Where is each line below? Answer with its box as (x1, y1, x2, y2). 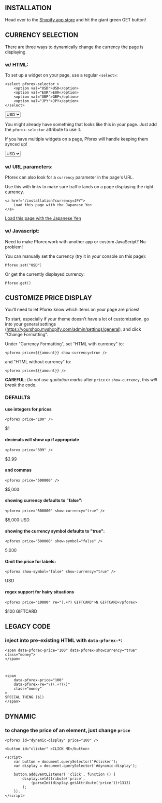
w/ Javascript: (5, 228, 40, 234)
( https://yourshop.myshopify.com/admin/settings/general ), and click (5, 326, 141, 332)
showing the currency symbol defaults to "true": (5, 528, 105, 534)
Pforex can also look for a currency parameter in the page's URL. (5, 175, 134, 180)
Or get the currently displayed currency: (5, 271, 85, 277)
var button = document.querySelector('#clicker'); (14, 759, 118, 764)
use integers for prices (5, 406, 52, 412)
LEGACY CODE (5, 623, 51, 631)
